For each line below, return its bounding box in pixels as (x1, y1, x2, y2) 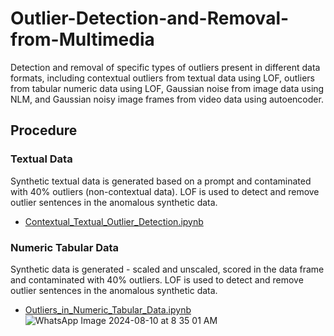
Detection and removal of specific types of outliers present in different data (10, 61, 321, 73)
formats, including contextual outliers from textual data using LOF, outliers (10, 72, 315, 84)
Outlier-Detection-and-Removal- (10, 7, 290, 30)
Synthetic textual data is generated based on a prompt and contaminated (10, 175, 312, 187)
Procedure (10, 122, 78, 139)
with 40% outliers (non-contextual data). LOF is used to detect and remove (10, 185, 320, 197)
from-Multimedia (10, 28, 155, 51)
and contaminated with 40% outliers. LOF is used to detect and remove (10, 273, 304, 286)
